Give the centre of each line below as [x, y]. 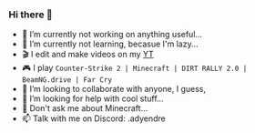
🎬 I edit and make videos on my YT [87, 55]
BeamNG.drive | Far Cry [67, 80]
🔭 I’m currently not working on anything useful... [112, 35]
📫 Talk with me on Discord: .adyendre [93, 118]
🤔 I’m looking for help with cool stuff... [93, 98]
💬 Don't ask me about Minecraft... [85, 108]
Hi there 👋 [31, 15]
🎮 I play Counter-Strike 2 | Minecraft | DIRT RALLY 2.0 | [134, 68]
